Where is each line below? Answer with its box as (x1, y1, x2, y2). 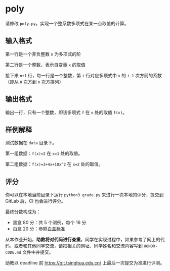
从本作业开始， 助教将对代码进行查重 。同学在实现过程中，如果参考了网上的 (5, 237, 160, 243)
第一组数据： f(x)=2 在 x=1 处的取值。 (5, 150, 83, 156)
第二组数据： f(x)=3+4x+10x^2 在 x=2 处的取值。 (5, 161, 103, 167)
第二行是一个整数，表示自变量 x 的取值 (5, 62, 86, 68)
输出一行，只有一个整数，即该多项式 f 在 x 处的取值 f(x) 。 (5, 109, 127, 115)
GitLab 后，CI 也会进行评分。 (5, 198, 66, 204)
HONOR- (143, 244, 158, 249)
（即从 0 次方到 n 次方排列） (5, 79, 64, 85)
